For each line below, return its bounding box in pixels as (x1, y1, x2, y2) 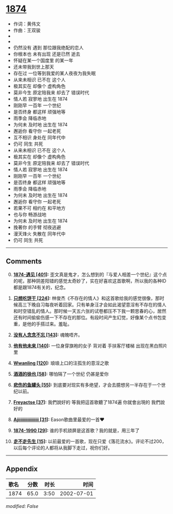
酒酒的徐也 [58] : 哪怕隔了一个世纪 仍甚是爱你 (13, 371, 109, 377)
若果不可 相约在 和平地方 (13, 205, 66, 211)
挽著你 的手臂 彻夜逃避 (13, 224, 61, 230)
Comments (6, 257, 42, 266)
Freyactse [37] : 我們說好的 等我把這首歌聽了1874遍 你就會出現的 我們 (13, 399, 161, 405)
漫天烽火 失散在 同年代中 (13, 231, 66, 237)
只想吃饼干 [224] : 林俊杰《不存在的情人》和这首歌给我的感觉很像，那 (13, 295, 160, 301)
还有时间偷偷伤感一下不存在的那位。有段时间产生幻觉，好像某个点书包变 (13, 314, 166, 320)
